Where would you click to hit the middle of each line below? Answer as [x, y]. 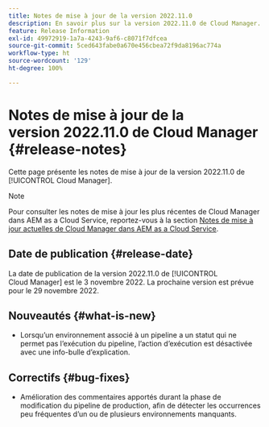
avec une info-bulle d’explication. [75, 352]
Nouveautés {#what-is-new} [82, 315]
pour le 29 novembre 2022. [54, 290]
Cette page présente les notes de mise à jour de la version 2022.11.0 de [127, 172]
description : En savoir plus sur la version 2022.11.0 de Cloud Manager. [135, 23]
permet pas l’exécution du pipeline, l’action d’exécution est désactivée [136, 344]
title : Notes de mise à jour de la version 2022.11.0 [101, 16]
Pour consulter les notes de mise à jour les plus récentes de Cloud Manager [134, 211]
